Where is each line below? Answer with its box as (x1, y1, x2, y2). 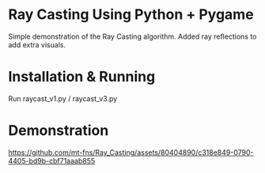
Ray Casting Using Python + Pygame (8, 6, 255, 24)
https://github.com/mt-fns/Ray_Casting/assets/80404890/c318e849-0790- (8, 148, 254, 157)
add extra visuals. (8, 39, 66, 49)
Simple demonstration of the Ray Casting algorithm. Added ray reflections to (8, 32, 257, 41)
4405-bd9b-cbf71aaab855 (8, 156, 96, 165)
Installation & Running (8, 68, 156, 86)
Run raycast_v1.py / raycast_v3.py (8, 93, 118, 103)
